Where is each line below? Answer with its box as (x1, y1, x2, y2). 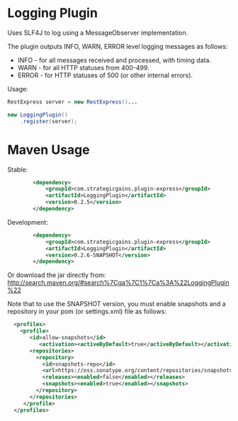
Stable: (7, 165, 28, 174)
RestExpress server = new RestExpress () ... (7, 98, 138, 106)
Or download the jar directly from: (7, 271, 106, 279)
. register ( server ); (20, 118, 78, 125)
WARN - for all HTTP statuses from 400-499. (17, 63, 150, 72)
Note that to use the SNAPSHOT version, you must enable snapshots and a (7, 300, 226, 308)
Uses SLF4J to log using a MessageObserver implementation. (7, 28, 188, 37)
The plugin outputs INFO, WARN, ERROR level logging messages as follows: (7, 42, 228, 50)
